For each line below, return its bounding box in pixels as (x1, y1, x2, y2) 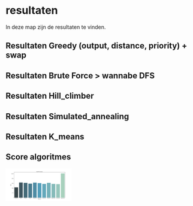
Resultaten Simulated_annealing (5, 111, 129, 122)
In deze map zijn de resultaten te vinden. (5, 23, 106, 31)
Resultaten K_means (5, 131, 85, 141)
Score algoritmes (5, 152, 71, 162)
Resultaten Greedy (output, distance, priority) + (5, 41, 188, 51)
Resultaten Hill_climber (5, 91, 94, 101)
